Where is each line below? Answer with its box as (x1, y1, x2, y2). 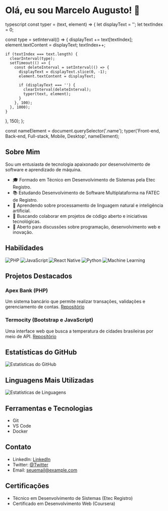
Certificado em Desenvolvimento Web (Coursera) (12, 500, 116, 506)
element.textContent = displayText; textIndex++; (5, 41, 106, 48)
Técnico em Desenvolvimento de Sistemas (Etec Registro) (12, 495, 133, 501)
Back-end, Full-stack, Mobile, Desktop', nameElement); (5, 133, 120, 139)
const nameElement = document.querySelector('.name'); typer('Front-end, (5, 127, 160, 133)
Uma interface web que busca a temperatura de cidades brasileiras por (5, 328, 154, 334)
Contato (5, 443, 31, 451)
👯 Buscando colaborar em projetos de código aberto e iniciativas (12, 213, 148, 219)
